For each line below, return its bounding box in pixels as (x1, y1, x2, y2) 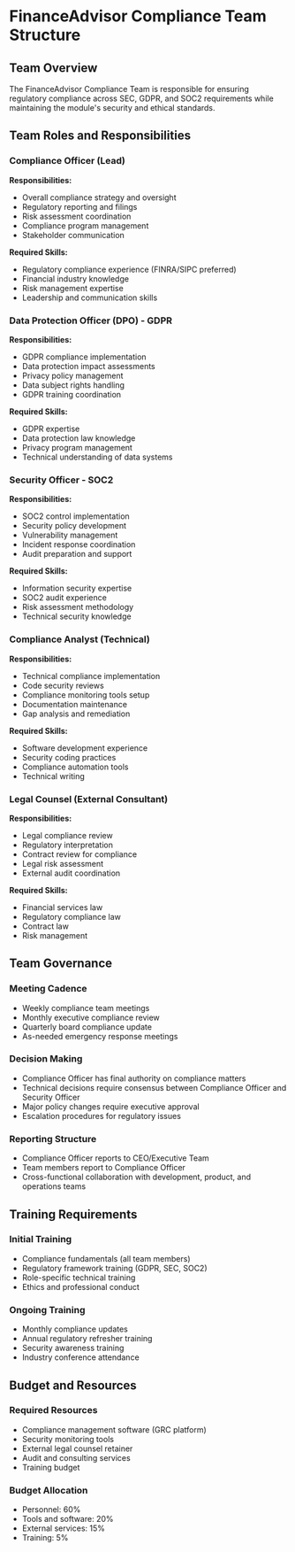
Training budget (21, 1462, 80, 1472)
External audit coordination (21, 868, 121, 878)
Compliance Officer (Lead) (9, 155, 125, 167)
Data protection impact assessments (21, 360, 156, 371)
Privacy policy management (21, 370, 124, 381)
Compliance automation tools (21, 761, 129, 772)
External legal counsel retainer (21, 1443, 133, 1454)
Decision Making (9, 1053, 83, 1065)
